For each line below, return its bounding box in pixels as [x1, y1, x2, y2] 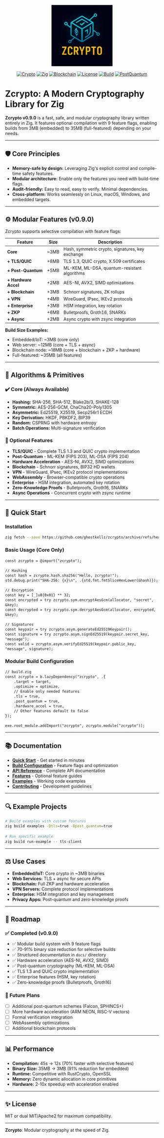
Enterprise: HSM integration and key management [12, 891, 114, 897]
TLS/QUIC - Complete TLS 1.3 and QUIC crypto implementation [12, 448, 140, 454]
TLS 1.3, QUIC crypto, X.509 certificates [63, 258, 145, 264]
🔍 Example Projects [5, 803, 67, 811]
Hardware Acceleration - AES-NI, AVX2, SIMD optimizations [12, 459, 134, 464]
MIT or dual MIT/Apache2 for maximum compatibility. [5, 1113, 112, 1119]
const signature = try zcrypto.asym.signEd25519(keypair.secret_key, [5, 631, 150, 637]
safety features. [22, 170, 54, 176]
